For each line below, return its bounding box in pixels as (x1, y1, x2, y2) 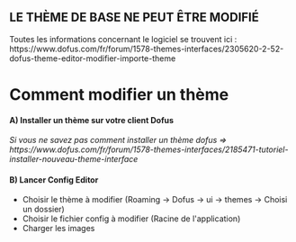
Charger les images (22, 223, 95, 234)
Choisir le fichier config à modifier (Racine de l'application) (22, 213, 241, 224)
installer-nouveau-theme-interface (9, 154, 139, 165)
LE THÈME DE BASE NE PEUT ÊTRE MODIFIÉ (9, 10, 259, 25)
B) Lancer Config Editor (9, 174, 99, 185)
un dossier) (22, 204, 65, 215)
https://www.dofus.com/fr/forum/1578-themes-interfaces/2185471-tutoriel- (9, 144, 289, 155)
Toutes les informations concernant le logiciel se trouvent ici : (9, 33, 238, 44)
